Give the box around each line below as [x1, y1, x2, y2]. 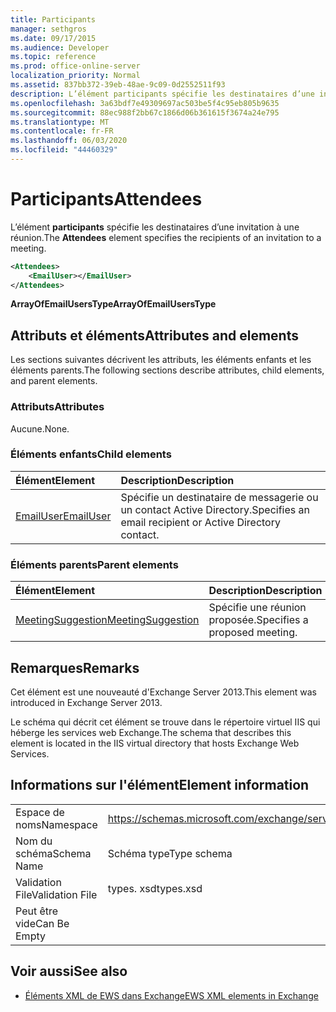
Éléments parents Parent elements [10, 557, 179, 571]
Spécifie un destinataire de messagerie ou [120, 490, 319, 504]
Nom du [15, 834, 53, 848]
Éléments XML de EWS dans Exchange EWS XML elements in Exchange [24, 989, 319, 1001]
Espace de [15, 805, 65, 819]
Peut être [15, 904, 59, 918]
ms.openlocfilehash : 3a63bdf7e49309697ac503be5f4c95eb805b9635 [10, 98, 280, 108]
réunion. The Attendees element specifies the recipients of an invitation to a [10, 231, 322, 243]
